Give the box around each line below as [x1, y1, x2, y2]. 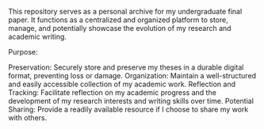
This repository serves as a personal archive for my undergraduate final [8, 7, 243, 16]
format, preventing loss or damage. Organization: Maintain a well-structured [8, 71, 256, 80]
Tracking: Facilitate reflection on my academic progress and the [8, 88, 216, 97]
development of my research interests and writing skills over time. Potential [8, 97, 254, 105]
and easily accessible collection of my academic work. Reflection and [8, 79, 236, 89]
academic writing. [8, 32, 67, 41]
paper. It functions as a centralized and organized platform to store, [8, 15, 228, 25]
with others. [8, 113, 48, 122]
